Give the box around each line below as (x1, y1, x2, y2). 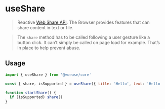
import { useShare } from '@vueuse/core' (5, 72, 92, 77)
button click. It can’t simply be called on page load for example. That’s (17, 39, 160, 45)
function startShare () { (5, 90, 56, 95)
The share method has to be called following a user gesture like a (17, 34, 150, 40)
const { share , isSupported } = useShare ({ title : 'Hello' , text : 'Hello (5, 81, 161, 86)
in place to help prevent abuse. (17, 45, 81, 51)
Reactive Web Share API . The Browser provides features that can (17, 19, 150, 25)
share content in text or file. (17, 24, 74, 30)
